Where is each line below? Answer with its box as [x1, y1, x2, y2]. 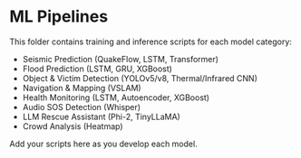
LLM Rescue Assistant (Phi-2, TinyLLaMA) [22, 111, 181, 122]
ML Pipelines [9, 6, 109, 27]
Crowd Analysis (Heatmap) [22, 120, 124, 132]
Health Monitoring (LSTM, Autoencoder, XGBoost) [22, 92, 210, 103]
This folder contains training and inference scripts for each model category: [9, 36, 293, 47]
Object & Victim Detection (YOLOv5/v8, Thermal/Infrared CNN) [22, 72, 258, 83]
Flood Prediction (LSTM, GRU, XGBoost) [22, 63, 172, 74]
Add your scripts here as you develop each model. [9, 138, 198, 149]
